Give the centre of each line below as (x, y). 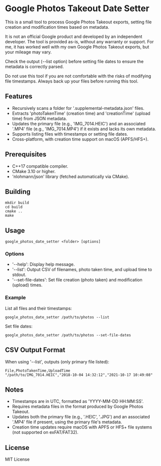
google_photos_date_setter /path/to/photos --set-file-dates (68, 335)
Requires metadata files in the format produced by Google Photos (78, 407)
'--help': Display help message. (43, 264)
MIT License (17, 459)
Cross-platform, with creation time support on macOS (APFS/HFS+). (80, 139)
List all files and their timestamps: (39, 308)
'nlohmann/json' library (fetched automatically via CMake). (71, 176)
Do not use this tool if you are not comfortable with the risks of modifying (78, 76)
